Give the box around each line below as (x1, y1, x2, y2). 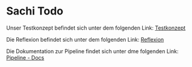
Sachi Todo (6, 4, 64, 18)
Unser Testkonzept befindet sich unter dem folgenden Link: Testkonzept (6, 24, 186, 31)
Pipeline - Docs (6, 54, 45, 61)
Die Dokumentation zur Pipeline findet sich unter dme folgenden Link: (6, 47, 179, 55)
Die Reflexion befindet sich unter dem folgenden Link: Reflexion (6, 36, 164, 43)
